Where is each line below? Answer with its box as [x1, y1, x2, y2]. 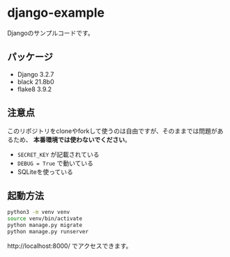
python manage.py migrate [7, 221, 82, 229]
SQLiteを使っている [17, 167, 73, 176]
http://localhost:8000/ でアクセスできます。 [7, 242, 132, 250]
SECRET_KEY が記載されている [17, 150, 100, 158]
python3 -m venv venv [7, 209, 70, 216]
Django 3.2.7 [17, 70, 54, 78]
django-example [7, 5, 105, 21]
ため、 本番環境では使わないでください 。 [13, 135, 131, 143]
